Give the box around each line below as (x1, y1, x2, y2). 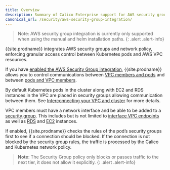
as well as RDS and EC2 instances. (5, 118, 77, 124)
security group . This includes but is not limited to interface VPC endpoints (5, 113, 159, 119)
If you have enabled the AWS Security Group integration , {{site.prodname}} (5, 66, 162, 72)
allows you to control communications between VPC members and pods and (5, 72, 165, 78)
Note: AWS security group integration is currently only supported (17, 31, 153, 37)
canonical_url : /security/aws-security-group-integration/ (5, 17, 133, 22)
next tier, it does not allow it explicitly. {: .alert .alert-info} (17, 159, 136, 165)
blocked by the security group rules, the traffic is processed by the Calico (5, 139, 159, 145)
